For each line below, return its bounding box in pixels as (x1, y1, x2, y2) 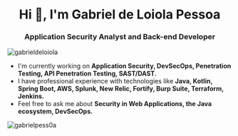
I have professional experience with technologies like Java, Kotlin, (17, 77, 213, 85)
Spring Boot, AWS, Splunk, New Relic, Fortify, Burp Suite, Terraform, (17, 85, 224, 93)
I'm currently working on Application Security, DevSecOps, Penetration (17, 62, 232, 70)
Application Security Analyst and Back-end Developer (24, 32, 216, 42)
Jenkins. (17, 92, 45, 100)
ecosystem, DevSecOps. (17, 107, 93, 116)
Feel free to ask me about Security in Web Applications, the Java (17, 100, 212, 108)
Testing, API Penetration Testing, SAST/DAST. (17, 69, 157, 78)
